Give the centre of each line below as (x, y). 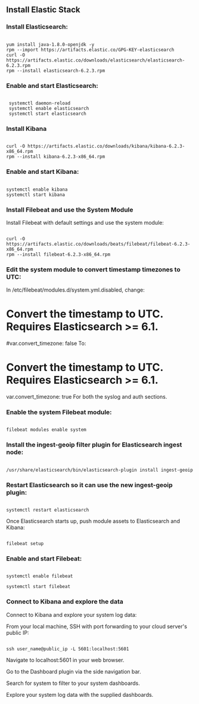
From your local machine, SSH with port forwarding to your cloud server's (97, 626)
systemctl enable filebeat (40, 576)
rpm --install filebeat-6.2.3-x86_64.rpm (58, 254)
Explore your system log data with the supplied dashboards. (80, 694)
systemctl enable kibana (37, 189)
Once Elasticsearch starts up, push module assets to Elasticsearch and (93, 521)
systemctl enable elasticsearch (49, 108)
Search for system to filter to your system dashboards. (73, 683)
